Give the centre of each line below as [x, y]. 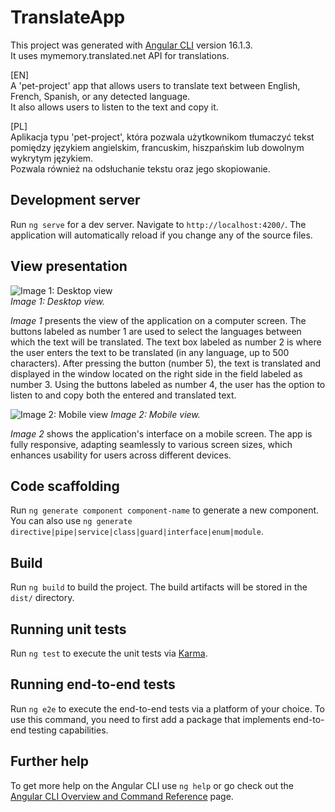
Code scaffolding [65, 486]
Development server [75, 200]
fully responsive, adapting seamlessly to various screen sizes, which [151, 444]
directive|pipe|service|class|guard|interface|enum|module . [137, 532]
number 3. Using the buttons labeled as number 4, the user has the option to [168, 384]
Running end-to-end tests [93, 684]
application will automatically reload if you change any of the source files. [161, 235]
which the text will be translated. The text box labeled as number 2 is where [166, 342]
